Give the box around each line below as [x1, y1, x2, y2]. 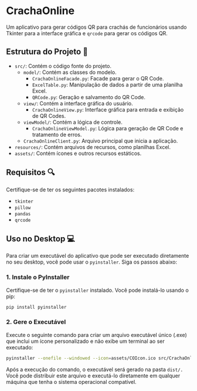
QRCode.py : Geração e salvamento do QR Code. [32, 93, 145, 100]
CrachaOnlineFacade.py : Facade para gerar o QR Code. [32, 75, 164, 82]
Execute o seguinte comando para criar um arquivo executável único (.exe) [6, 331, 188, 338]
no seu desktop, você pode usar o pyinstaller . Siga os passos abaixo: [6, 258, 178, 265]
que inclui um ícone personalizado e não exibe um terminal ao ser [6, 338, 165, 345]
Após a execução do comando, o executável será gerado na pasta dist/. [6, 366, 184, 373]
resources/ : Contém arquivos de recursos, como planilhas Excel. [14, 143, 171, 150]
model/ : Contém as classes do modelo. [23, 69, 117, 76]
